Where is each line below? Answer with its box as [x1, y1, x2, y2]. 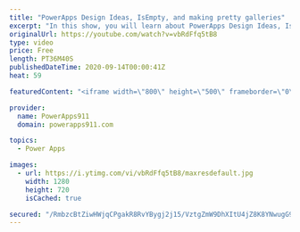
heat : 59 [9, 71, 42, 80]
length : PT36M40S [9, 54, 74, 63]
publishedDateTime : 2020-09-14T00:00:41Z [9, 63, 166, 72]
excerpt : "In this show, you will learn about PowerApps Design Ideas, [9, 21, 281, 30]
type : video [9, 37, 54, 47]
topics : [9, 136, 38, 145]
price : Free [9, 46, 54, 55]
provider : [9, 104, 46, 112]
